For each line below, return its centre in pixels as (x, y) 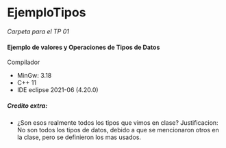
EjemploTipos (47, 13)
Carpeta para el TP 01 (38, 31)
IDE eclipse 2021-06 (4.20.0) (58, 90)
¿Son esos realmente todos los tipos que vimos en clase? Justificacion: (117, 123)
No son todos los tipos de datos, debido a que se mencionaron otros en (118, 130)
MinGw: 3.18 (34, 76)
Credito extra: (27, 105)
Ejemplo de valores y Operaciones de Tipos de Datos (84, 47)
